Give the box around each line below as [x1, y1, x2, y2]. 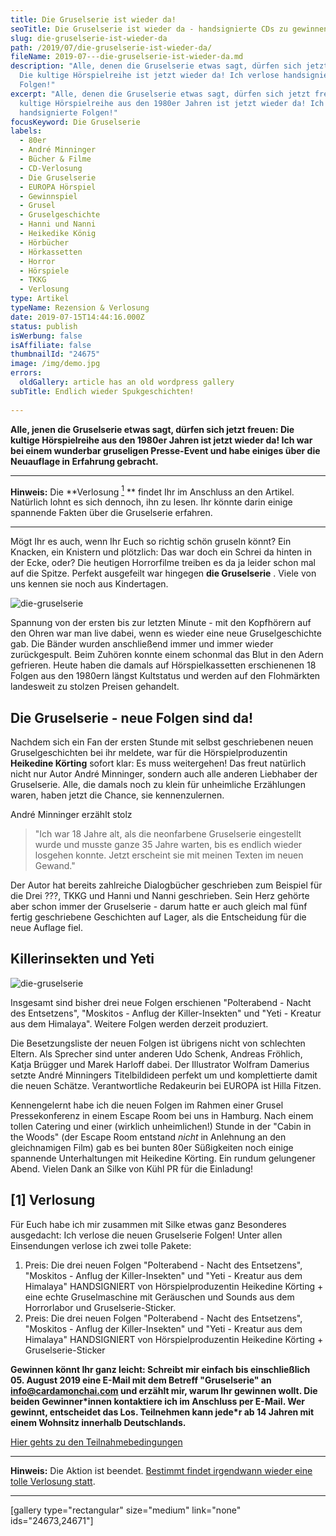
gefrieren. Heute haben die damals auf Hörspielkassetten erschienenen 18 [10, 659, 317, 671]
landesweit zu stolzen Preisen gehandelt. [10, 681, 180, 693]
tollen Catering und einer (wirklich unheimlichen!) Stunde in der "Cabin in [10, 1120, 312, 1132]
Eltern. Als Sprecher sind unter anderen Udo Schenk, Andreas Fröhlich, [10, 1047, 303, 1060]
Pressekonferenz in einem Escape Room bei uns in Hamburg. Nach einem [10, 1109, 314, 1121]
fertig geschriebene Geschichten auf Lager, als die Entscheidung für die [10, 911, 307, 923]
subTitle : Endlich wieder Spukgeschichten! [10, 386, 195, 396]
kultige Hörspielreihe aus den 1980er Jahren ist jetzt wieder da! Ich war [10, 434, 313, 446]
